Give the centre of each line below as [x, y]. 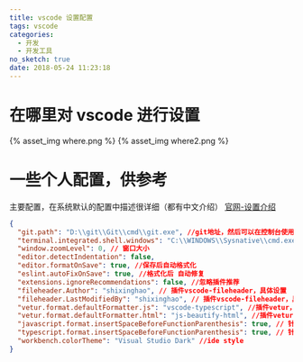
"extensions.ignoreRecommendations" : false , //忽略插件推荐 [129, 282]
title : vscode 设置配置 [51, 18]
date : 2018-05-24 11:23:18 [60, 68]
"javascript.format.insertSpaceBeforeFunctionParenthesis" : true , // [151, 324]
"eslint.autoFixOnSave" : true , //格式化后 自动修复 [111, 274]
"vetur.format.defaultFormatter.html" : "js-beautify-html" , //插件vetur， [159, 316]
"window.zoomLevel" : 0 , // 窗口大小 [84, 249]
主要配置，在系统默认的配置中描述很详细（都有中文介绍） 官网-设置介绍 [143, 206]
